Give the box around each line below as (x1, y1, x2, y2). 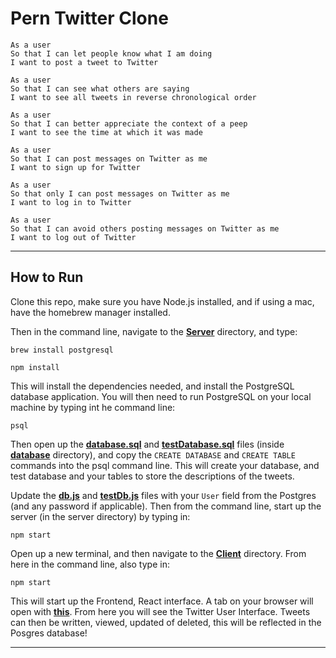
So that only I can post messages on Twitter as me (10, 188, 230, 199)
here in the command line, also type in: (10, 558, 170, 570)
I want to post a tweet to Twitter (10, 57, 159, 67)
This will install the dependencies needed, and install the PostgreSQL (10, 380, 295, 392)
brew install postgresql (10, 345, 114, 355)
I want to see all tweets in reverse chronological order (10, 92, 257, 102)
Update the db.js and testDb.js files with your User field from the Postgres (10, 489, 317, 501)
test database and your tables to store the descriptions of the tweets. (10, 470, 295, 482)
